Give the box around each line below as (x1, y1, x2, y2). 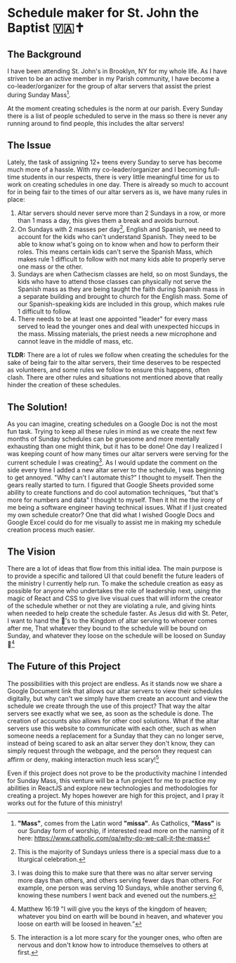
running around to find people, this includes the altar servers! (7, 119, 185, 127)
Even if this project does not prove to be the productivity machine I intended (7, 768, 228, 777)
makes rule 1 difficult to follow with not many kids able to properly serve (17, 255, 226, 264)
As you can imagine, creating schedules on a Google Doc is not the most (7, 420, 218, 428)
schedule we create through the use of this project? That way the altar (7, 702, 211, 710)
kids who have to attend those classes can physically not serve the (17, 278, 212, 286)
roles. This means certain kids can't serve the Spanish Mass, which (17, 247, 213, 256)
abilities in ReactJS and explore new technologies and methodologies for (7, 784, 218, 792)
